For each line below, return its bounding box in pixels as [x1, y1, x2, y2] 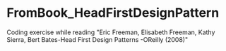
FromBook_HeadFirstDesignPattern [6, 5, 220, 21]
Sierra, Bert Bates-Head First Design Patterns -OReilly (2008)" [6, 35, 189, 43]
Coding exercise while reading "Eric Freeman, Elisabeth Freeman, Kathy [6, 28, 215, 36]
